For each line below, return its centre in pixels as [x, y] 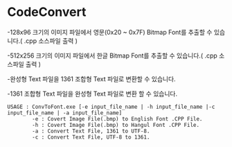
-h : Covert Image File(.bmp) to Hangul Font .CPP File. [116, 125]
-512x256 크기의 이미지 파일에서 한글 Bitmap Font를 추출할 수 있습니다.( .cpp [113, 55]
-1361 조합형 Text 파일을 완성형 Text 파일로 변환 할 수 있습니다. [92, 94]
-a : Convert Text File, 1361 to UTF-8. [91, 131]
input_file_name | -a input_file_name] [65, 113]
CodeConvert [47, 12]
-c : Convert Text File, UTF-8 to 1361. [91, 137]
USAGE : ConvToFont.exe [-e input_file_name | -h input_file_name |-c [111, 107]
